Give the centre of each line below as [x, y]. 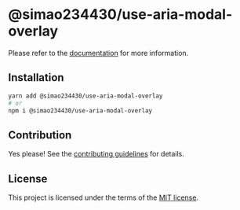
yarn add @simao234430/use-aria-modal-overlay [85, 96]
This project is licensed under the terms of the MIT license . [103, 197]
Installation [36, 77]
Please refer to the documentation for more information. [98, 53]
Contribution [40, 135]
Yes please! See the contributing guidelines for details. [96, 154]
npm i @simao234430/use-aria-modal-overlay [80, 111]
